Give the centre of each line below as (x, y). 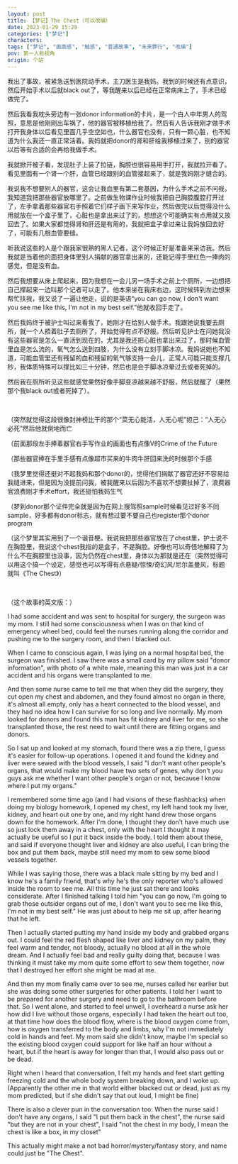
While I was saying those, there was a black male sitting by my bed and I (113, 873)
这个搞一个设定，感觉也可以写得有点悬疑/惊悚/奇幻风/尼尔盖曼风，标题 (122, 564)
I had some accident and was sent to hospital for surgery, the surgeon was (116, 616)
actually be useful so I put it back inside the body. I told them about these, (115, 837)
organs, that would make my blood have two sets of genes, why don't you (115, 770)
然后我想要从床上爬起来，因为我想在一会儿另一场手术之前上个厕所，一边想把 (119, 280)
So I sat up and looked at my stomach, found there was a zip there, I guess (116, 748)
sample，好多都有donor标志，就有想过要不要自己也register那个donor (108, 515)
